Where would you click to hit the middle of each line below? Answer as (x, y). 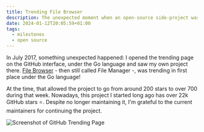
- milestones (28, 35)
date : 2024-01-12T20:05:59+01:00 (49, 23)
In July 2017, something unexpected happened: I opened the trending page (100, 57)
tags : (13, 29)
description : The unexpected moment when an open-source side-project (97, 18)
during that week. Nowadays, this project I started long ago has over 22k (97, 95)
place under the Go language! (43, 77)
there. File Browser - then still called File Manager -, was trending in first (97, 70)
